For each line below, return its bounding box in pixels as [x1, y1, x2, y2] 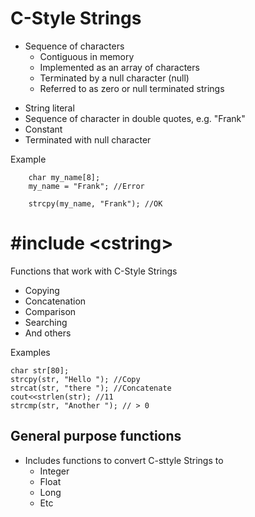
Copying [24, 284, 60, 296]
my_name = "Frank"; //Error [28, 181, 145, 191]
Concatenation [24, 295, 87, 307]
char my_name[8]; [28, 172, 101, 182]
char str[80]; [10, 365, 70, 376]
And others [24, 327, 72, 339]
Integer [39, 465, 70, 477]
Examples [10, 346, 51, 358]
